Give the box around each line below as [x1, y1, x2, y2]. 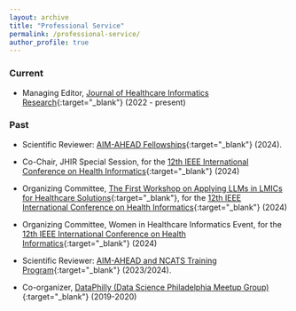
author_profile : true [9, 37, 90, 47]
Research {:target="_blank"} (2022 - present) [21, 97, 186, 108]
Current [9, 68, 44, 80]
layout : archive [9, 12, 69, 22]
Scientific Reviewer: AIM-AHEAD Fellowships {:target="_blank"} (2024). [21, 139, 282, 149]
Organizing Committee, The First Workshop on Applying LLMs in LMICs [21, 183, 284, 194]
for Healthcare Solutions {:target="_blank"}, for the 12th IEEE [21, 192, 242, 203]
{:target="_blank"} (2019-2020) [21, 291, 137, 302]
